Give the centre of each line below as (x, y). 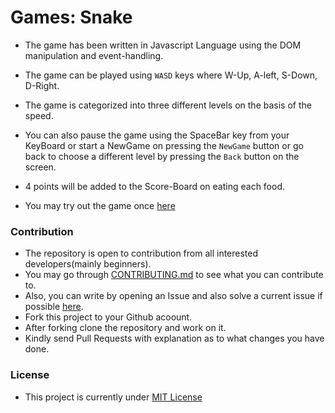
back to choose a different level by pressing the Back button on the (162, 156)
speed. (39, 115)
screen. (40, 167)
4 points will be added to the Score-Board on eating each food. (155, 186)
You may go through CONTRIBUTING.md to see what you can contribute (174, 275)
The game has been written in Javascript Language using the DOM (163, 45)
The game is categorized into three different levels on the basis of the (168, 105)
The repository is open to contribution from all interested (141, 253)
